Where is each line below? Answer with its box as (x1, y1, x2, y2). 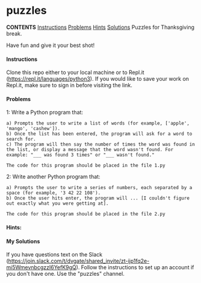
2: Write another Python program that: (6, 173, 100, 181)
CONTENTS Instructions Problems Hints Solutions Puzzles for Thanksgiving (6, 23, 194, 31)
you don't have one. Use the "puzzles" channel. (6, 270, 125, 278)
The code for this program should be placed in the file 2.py (6, 211, 165, 217)
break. (6, 30, 22, 37)
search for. (6, 136, 36, 142)
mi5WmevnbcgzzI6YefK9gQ (6, 264, 76, 271)
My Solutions (6, 237, 40, 244)
